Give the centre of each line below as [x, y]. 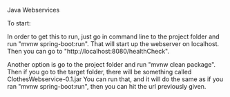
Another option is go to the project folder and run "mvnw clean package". [112, 64]
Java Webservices [33, 10]
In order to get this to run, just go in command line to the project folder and [113, 36]
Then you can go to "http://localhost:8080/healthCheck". [88, 51]
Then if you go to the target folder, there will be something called [99, 72]
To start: [19, 23]
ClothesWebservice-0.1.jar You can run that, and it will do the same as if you [115, 79]
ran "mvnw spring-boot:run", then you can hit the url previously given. [107, 86]
